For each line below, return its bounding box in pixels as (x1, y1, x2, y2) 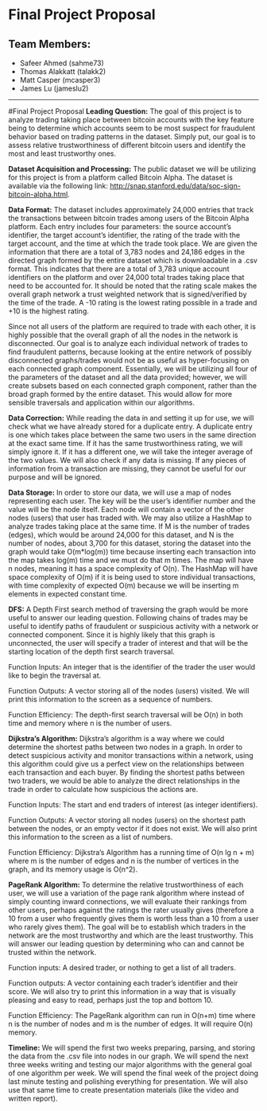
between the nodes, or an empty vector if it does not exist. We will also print (8, 824, 257, 833)
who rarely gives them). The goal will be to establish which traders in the (8, 923, 246, 931)
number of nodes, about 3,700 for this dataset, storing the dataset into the (8, 538, 252, 548)
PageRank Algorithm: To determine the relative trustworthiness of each (8, 880, 244, 889)
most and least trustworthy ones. (8, 149, 117, 158)
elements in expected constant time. (8, 589, 127, 598)
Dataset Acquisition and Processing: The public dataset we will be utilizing (8, 165, 257, 173)
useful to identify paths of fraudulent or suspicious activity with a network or (8, 622, 259, 631)
